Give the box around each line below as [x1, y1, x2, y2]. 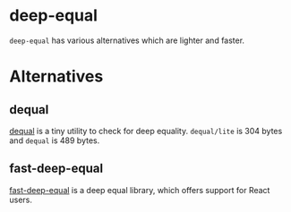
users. [9, 194, 33, 205]
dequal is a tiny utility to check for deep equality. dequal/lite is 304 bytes [9, 125, 283, 136]
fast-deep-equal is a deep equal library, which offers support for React [9, 184, 270, 195]
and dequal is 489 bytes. [9, 135, 100, 146]
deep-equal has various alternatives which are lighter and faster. [9, 35, 244, 46]
